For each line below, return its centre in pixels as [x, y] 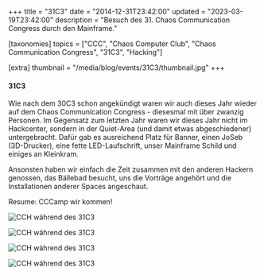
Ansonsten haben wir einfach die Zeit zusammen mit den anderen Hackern [131, 169]
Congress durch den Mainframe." [63, 28]
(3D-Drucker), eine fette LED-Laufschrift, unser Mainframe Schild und [122, 145]
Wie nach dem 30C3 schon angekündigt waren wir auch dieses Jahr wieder [132, 103]
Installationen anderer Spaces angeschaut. [78, 187]
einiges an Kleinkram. [44, 154]
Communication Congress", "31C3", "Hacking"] [85, 52]
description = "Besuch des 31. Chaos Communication [143, 20]
